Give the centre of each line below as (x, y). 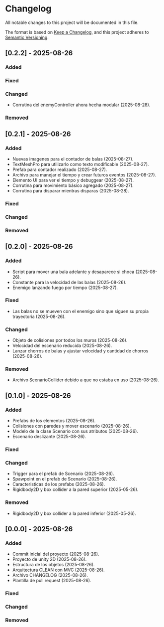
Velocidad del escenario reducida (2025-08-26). (62, 346)
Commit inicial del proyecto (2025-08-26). (56, 554)
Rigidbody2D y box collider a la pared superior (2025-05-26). (75, 489)
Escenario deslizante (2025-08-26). (49, 437)
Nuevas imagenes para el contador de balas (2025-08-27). (73, 159)
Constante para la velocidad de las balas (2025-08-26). (69, 282)
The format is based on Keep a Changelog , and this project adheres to (77, 32)
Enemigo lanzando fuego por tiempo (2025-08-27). (65, 288)
